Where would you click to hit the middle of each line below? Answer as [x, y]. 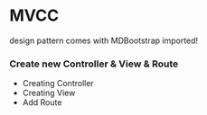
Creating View [49, 93]
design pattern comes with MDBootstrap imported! [104, 40]
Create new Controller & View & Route [94, 64]
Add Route [42, 102]
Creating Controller [58, 84]
